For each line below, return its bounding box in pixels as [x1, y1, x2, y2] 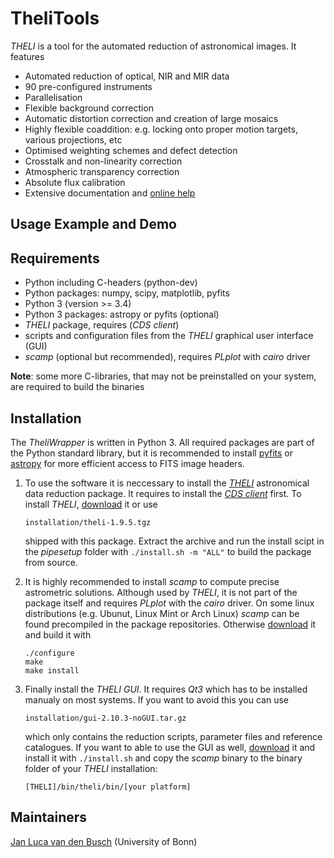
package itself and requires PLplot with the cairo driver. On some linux [24, 597, 315, 609]
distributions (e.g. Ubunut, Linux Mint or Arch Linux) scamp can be [24, 607, 300, 619]
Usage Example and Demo [10, 216, 177, 233]
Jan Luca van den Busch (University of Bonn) [10, 835, 198, 847]
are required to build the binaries [10, 381, 145, 393]
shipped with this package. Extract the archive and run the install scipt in [24, 535, 325, 547]
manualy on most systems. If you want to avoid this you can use [24, 693, 289, 706]
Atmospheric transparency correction [24, 165, 180, 177]
